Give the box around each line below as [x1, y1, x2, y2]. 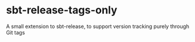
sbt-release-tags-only [6, 3, 117, 17]
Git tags [6, 29, 25, 36]
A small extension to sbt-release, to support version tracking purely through [6, 23, 190, 30]
